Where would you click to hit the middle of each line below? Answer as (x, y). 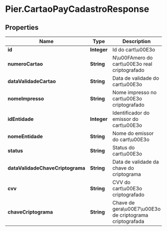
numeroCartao (25, 64)
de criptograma (130, 215)
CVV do (122, 182)
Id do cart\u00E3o (134, 50)
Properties (22, 28)
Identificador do (131, 113)
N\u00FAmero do (133, 58)
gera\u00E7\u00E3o (137, 209)
